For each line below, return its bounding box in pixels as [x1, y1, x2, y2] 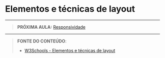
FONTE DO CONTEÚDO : [17, 38, 67, 44]
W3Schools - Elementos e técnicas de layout [24, 47, 115, 53]
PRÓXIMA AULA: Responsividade [17, 24, 86, 30]
